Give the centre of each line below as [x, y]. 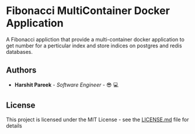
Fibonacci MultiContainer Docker [88, 11]
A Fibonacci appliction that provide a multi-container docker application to [95, 39]
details [14, 126]
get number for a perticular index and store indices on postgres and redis [94, 46]
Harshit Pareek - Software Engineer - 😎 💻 [66, 85]
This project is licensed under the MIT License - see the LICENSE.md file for [97, 119]
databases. [20, 51]
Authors [21, 71]
